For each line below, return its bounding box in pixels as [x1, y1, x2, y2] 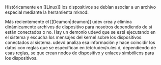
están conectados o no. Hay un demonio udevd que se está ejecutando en [5, 29, 156, 35]
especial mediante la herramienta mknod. [5, 9, 89, 15]
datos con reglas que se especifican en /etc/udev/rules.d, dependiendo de [5, 45, 156, 50]
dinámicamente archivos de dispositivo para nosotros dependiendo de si [5, 24, 152, 30]
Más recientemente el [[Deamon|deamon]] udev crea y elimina [5, 19, 132, 24]
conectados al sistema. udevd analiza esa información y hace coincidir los [5, 40, 156, 45]
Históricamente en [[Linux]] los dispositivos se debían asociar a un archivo [5, 4, 156, 10]
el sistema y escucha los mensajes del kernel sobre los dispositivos [5, 34, 141, 40]
